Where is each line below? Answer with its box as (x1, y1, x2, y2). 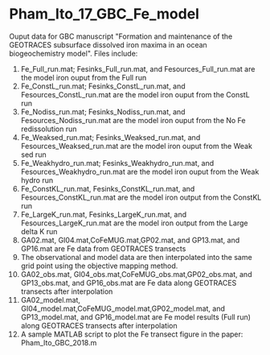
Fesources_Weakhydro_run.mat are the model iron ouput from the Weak (20, 167, 260, 176)
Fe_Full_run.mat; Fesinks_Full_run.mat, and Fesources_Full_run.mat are (20, 64, 256, 73)
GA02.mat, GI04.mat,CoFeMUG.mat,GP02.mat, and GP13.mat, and (20, 235, 240, 245)
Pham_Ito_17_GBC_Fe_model (9, 5, 200, 23)
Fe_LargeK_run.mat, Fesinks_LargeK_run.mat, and (20, 209, 187, 219)
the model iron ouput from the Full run (20, 72, 147, 82)
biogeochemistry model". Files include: (9, 48, 138, 58)
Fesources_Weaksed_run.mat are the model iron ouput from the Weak (20, 141, 252, 151)
